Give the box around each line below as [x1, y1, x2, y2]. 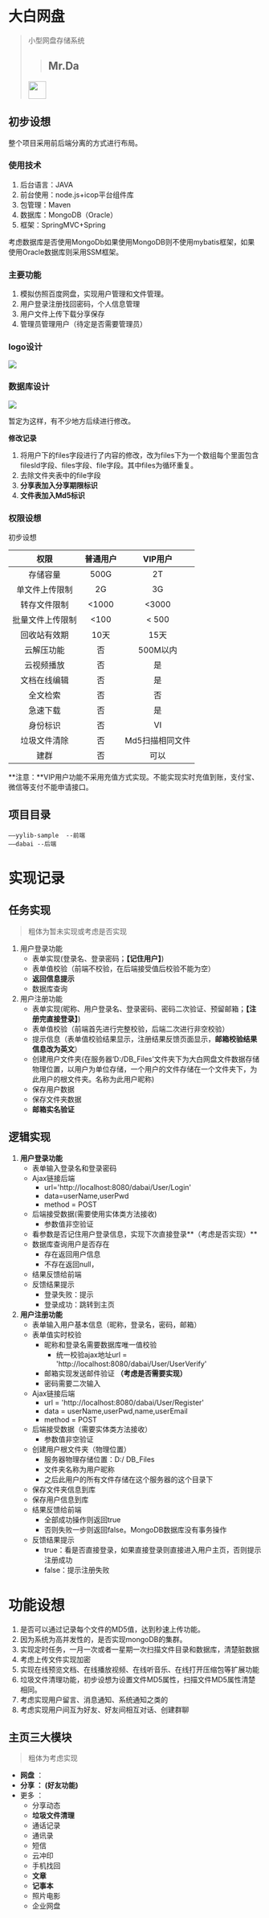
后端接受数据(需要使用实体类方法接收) [31, 1208, 157, 1219]
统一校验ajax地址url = [55, 1349, 128, 1360]
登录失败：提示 [43, 1289, 94, 1299]
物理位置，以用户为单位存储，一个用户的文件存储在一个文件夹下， [31, 1064, 251, 1074]
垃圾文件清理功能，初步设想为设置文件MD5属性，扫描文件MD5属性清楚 [19, 1674, 255, 1684]
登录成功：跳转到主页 [43, 1299, 115, 1309]
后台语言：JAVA [19, 179, 74, 189]
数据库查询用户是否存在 [31, 1239, 110, 1249]
